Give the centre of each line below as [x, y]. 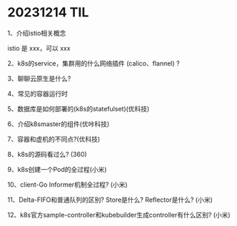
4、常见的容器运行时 [38, 93]
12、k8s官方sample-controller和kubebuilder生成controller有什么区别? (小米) [119, 215]
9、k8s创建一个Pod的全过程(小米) [57, 169]
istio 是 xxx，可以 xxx [39, 48]
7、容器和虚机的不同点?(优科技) [54, 139]
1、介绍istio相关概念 [37, 33]
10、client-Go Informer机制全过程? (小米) [67, 184]
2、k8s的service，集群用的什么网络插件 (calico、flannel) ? [94, 63]
